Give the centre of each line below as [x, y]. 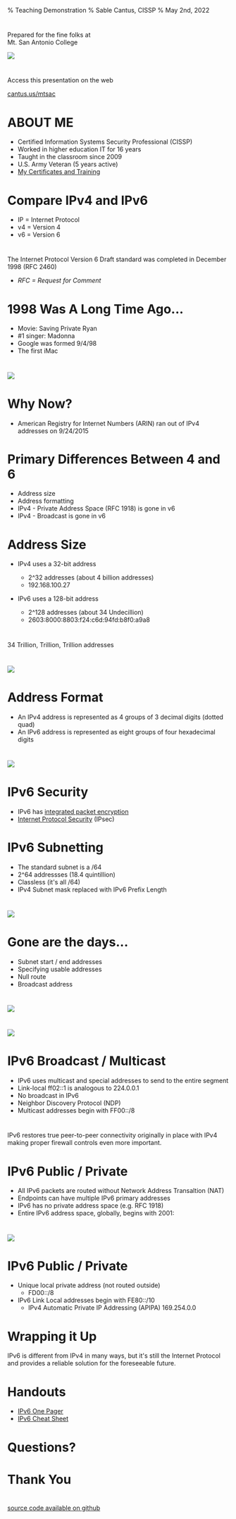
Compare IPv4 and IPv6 [77, 200]
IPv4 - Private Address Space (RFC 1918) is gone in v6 [96, 508]
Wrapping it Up [52, 1336]
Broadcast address [45, 984]
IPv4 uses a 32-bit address [57, 564]
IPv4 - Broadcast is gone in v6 [62, 516]
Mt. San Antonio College [43, 42]
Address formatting [45, 501]
